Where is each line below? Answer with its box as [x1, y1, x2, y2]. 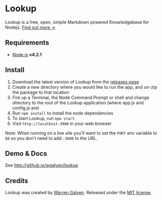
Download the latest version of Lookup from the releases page [12, 79, 139, 85]
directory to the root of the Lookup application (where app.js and [12, 100, 144, 105]
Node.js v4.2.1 [12, 51, 42, 57]
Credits [5, 176, 29, 185]
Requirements [5, 39, 49, 47]
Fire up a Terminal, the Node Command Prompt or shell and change [12, 94, 149, 100]
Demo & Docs [5, 149, 47, 157]
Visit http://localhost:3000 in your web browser [12, 121, 112, 126]
